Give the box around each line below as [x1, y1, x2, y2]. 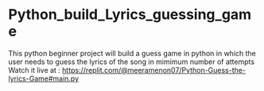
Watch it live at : [8, 65, 61, 74]
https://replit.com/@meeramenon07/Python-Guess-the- [62, 65, 247, 74]
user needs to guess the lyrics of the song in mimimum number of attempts [8, 57, 255, 66]
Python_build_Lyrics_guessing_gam [8, 6, 252, 24]
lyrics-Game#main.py [8, 74, 80, 83]
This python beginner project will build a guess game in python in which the [8, 48, 257, 58]
